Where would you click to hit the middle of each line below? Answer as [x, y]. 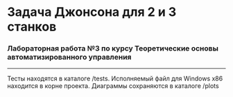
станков [32, 27]
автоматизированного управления [69, 58]
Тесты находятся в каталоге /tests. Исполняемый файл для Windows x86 [115, 79]
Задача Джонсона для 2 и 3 [92, 12]
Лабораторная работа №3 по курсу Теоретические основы [113, 48]
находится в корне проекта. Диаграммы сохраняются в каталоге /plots [113, 86]
